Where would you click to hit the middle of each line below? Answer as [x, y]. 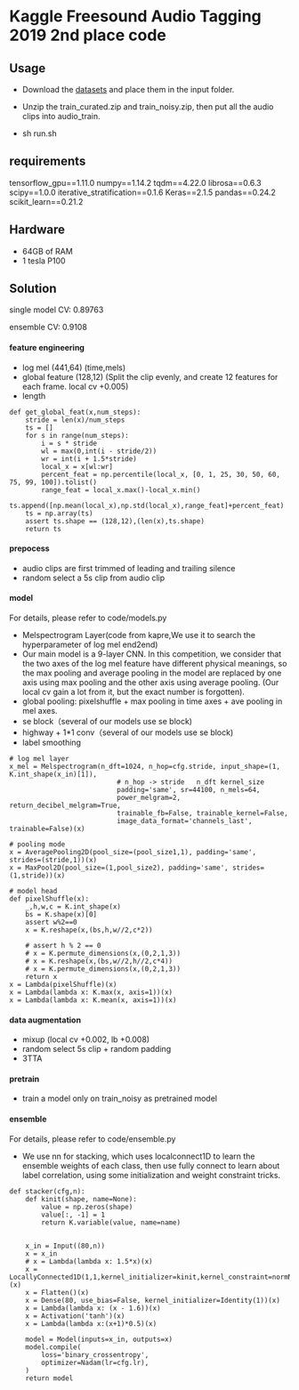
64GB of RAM [47, 251]
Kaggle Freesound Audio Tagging [136, 16]
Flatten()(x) [65, 1292]
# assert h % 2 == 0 [63, 946]
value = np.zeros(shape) [87, 1207]
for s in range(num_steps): [77, 435]
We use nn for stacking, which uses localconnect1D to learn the [138, 1156]
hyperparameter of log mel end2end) [90, 645]
